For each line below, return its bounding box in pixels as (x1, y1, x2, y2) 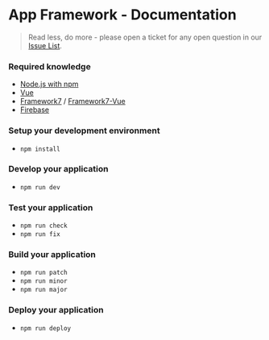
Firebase (19, 105, 50, 114)
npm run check (19, 222, 68, 230)
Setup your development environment (8, 125, 160, 136)
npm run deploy (19, 324, 72, 332)
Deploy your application (8, 305, 104, 316)
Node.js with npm (19, 79, 79, 89)
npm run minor (19, 277, 68, 285)
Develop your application (8, 164, 109, 175)
